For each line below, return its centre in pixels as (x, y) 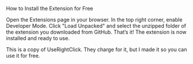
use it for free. (23, 56)
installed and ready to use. (38, 38)
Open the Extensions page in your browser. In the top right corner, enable (94, 19)
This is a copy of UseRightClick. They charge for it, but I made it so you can (97, 49)
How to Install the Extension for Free (50, 8)
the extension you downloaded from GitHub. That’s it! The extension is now (96, 32)
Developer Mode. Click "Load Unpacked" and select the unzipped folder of (96, 26)
